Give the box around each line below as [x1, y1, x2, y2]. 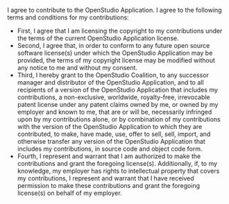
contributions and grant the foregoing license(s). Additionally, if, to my [17, 160, 217, 167]
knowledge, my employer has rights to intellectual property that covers [17, 167, 220, 175]
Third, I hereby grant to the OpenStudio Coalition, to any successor [17, 71, 210, 79]
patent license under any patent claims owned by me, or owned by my [17, 101, 219, 108]
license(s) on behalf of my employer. [17, 189, 123, 197]
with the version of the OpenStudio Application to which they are [17, 123, 203, 130]
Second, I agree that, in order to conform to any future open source [17, 42, 210, 49]
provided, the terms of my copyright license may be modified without [17, 56, 215, 65]
